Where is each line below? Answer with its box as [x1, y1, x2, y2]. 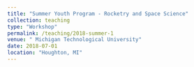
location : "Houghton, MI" [7, 50, 82, 57]
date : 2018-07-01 [7, 43, 58, 50]
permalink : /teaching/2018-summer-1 [7, 29, 114, 37]
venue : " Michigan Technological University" [7, 36, 142, 43]
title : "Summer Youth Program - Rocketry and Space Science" [7, 10, 189, 17]
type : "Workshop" [7, 23, 58, 30]
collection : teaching [7, 17, 70, 24]
